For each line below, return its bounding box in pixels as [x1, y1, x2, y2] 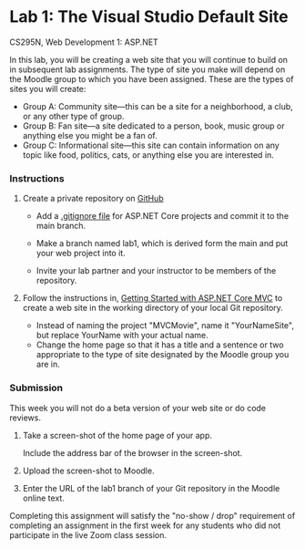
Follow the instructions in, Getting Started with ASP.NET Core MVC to [22, 293, 283, 304]
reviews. [9, 412, 41, 423]
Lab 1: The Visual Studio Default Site [9, 6, 289, 27]
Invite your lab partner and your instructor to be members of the [36, 265, 277, 276]
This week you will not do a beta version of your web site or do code [9, 402, 267, 413]
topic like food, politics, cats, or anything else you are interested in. [22, 149, 275, 161]
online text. [22, 492, 66, 503]
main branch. [36, 221, 86, 232]
